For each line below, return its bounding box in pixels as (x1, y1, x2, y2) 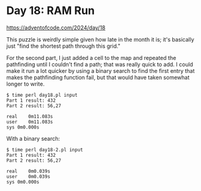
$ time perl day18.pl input (6, 92, 78, 98)
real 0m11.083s (6, 113, 53, 119)
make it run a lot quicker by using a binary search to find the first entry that (6, 67, 195, 74)
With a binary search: (6, 135, 60, 142)
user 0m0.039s (6, 173, 51, 179)
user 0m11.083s (6, 119, 53, 125)
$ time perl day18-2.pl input (6, 146, 84, 153)
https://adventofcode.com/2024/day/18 (6, 24, 106, 31)
